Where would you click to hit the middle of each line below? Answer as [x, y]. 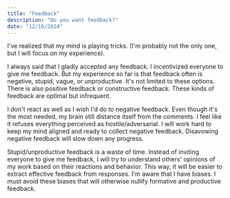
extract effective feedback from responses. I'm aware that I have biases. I [112, 174]
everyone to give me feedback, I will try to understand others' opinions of [111, 159]
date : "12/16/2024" [35, 26]
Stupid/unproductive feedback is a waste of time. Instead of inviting [103, 152]
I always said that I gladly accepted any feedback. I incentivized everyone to [115, 67]
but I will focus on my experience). [56, 53]
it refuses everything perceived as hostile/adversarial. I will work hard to [109, 124]
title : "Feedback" [33, 13]
